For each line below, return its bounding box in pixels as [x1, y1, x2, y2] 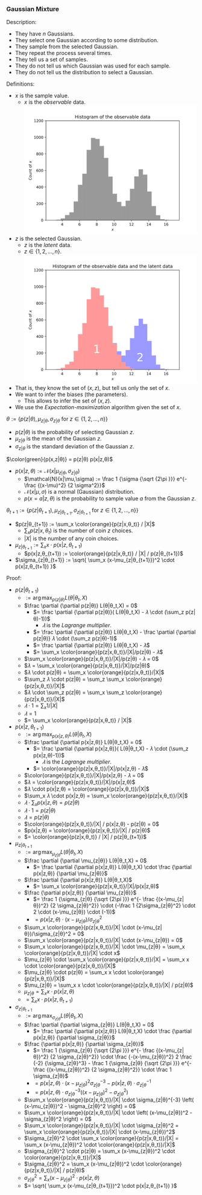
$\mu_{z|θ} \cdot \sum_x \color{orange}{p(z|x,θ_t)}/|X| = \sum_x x [24, 955, 190, 963]
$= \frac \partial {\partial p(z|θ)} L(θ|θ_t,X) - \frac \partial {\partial [33, 628, 196, 636]
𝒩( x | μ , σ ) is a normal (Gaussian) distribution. [24, 488, 135, 496]
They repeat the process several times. [14, 49, 113, 57]
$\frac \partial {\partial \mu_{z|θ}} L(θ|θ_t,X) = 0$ [24, 857, 147, 864]
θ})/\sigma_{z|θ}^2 [24, 930, 71, 937]
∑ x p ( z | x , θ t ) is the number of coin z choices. [24, 527, 133, 536]
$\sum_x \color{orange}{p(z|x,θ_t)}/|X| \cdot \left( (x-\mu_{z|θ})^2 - [24, 1109, 193, 1117]
